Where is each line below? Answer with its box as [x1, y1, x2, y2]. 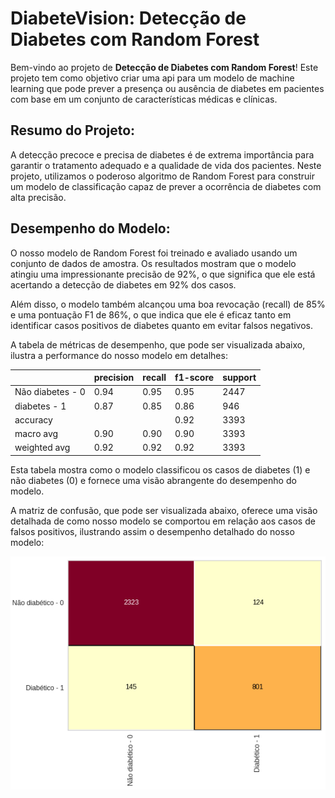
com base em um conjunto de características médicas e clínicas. [10, 93, 278, 105]
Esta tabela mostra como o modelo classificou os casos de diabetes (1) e [10, 463, 311, 476]
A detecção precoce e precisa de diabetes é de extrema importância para [10, 148, 315, 161]
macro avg [14, 428, 59, 440]
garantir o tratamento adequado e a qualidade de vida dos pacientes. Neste [10, 159, 322, 171]
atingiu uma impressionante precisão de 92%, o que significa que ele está [10, 268, 316, 280]
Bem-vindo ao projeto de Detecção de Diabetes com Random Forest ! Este [10, 61, 319, 73]
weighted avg [14, 442, 71, 454]
